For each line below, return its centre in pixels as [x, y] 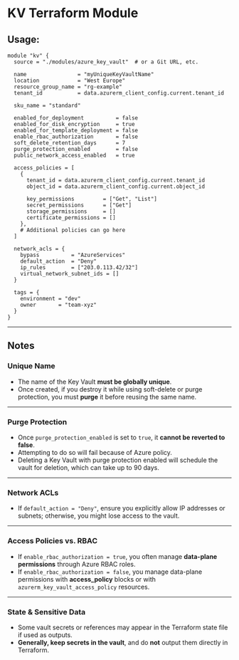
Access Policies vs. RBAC [53, 541]
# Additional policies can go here [73, 230]
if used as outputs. [45, 634]
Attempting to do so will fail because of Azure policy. [95, 452]
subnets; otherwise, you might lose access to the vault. [99, 516]
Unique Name [31, 366]
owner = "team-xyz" [59, 305]
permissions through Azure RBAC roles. [77, 564]
